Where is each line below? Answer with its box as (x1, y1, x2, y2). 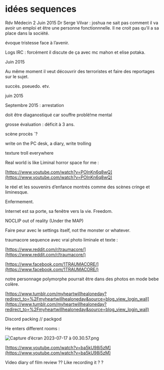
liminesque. (5, 189, 29, 195)
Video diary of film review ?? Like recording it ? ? (5, 359, 103, 365)
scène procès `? (5, 131, 38, 136)
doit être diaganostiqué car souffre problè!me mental (5, 112, 112, 118)
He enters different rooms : (5, 325, 60, 331)
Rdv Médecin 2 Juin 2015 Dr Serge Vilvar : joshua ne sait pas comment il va (5, 20, 159, 26)
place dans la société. (5, 30, 50, 36)
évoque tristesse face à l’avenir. (5, 39, 69, 45)
